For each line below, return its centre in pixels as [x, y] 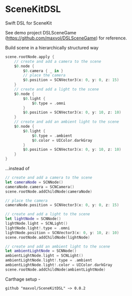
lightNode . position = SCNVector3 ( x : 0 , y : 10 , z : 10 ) [62, 233]
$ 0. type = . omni [49, 103]
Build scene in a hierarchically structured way [52, 47]
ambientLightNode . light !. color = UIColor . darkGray [59, 265]
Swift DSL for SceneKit [29, 23]
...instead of [17, 169]
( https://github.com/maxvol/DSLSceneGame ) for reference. [66, 38]
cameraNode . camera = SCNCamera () [40, 187]
